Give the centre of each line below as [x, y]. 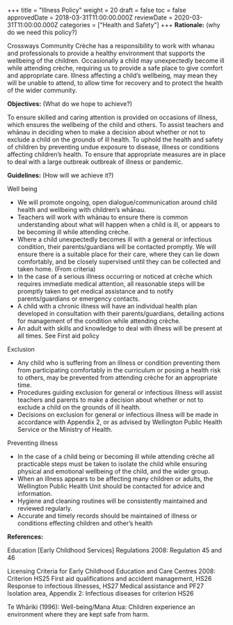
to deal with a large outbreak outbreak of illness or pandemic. [95, 162]
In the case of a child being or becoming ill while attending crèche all [116, 457]
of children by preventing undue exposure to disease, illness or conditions [113, 147]
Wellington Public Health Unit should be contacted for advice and [111, 486]
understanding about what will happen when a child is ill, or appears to [119, 225]
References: [25, 537]
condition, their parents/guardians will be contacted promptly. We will [117, 247]
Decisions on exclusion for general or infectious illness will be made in [118, 415]
